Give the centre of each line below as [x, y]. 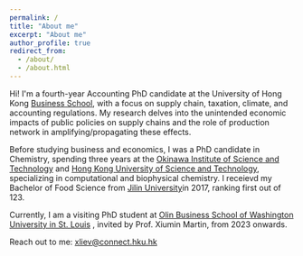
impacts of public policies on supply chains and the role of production [139, 122]
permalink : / [34, 18]
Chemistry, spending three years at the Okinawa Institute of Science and [145, 159]
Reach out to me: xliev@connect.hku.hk [84, 242]
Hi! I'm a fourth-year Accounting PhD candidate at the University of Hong [146, 93]
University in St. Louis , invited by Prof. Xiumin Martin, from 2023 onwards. [148, 224]
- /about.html [44, 69]
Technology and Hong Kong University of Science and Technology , [134, 169]
